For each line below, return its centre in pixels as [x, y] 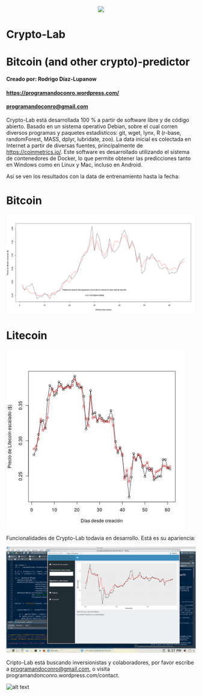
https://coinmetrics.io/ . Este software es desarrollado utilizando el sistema [98, 152]
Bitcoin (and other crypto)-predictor [98, 62]
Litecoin [27, 336]
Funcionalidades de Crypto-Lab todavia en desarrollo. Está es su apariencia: [101, 538]
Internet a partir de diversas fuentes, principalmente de [75, 145]
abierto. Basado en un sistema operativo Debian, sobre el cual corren [92, 126]
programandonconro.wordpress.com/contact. [63, 676]
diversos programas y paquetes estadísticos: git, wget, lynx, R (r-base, [94, 132]
